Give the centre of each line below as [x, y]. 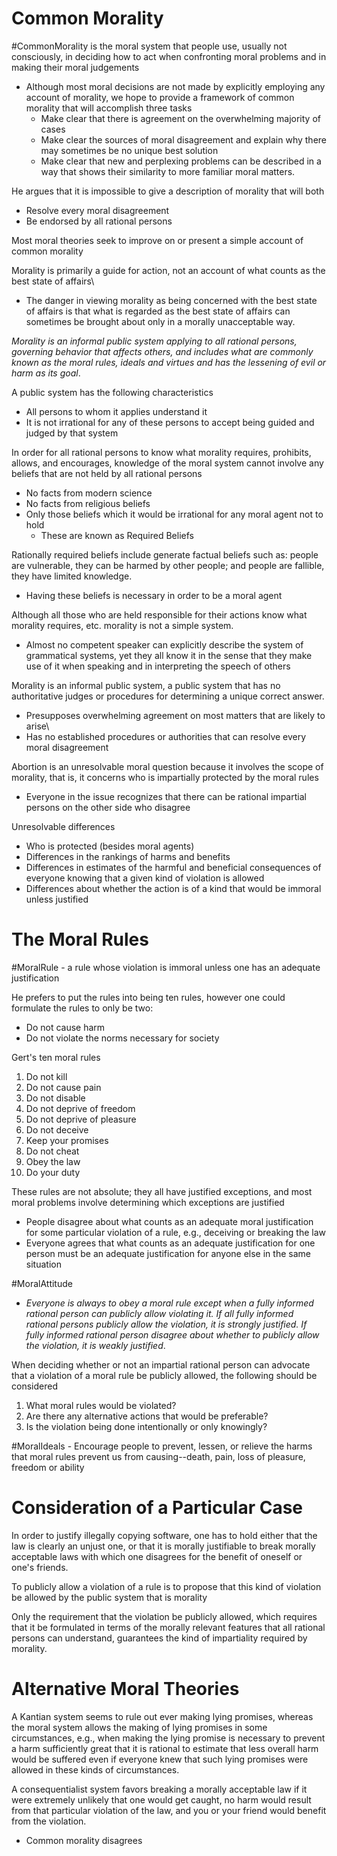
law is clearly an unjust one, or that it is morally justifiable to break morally [163, 1546]
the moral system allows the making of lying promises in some [139, 1727]
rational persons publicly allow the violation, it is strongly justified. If [166, 1324]
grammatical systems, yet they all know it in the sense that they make [169, 655]
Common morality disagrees [84, 1840]
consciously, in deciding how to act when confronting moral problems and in [169, 56]
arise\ [37, 726]
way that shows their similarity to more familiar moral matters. [168, 171]
